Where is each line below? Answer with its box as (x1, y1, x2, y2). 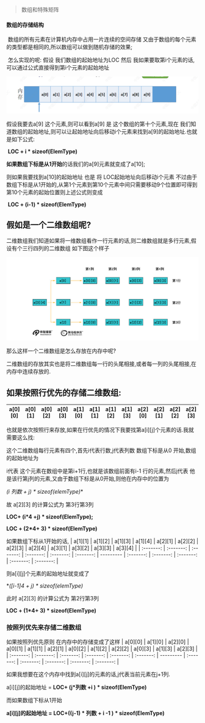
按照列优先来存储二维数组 (6, 623, 82, 631)
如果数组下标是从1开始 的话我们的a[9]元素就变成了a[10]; (6, 160, 145, 167)
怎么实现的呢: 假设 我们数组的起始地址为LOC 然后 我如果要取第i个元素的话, (7, 56, 195, 63)
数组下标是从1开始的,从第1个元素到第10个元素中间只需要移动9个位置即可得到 (6, 181, 198, 188)
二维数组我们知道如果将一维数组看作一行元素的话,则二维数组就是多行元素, (6, 237, 192, 245)
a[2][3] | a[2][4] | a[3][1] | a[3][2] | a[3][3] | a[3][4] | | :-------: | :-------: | (6, 544, 191, 552)
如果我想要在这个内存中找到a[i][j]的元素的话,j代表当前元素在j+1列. (6, 671, 171, 678)
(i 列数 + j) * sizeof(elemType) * (6, 487, 84, 495)
